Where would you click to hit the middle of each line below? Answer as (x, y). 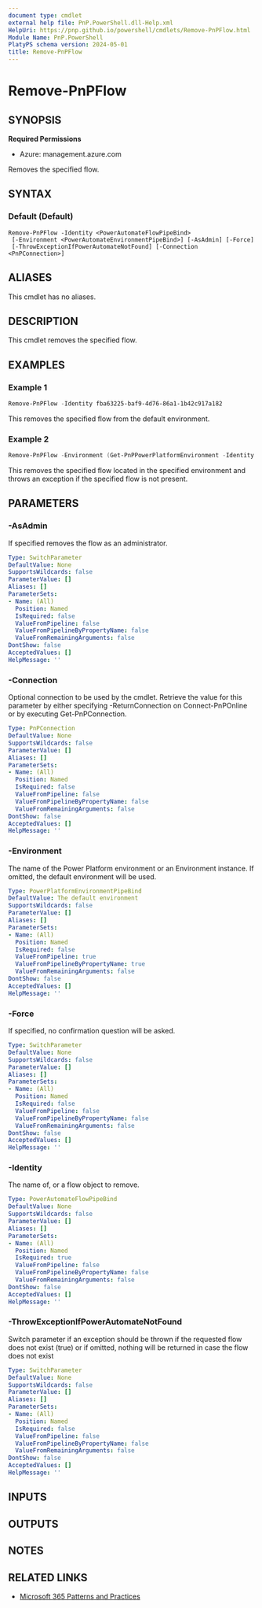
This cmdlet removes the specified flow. (73, 340)
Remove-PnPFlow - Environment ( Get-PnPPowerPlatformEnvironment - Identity (131, 456)
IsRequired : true (44, 1258)
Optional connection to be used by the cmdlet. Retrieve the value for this (125, 697)
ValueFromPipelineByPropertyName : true (80, 964)
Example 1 (28, 387)
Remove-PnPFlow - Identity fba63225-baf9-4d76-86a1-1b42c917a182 (115, 404)
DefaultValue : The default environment (73, 898)
